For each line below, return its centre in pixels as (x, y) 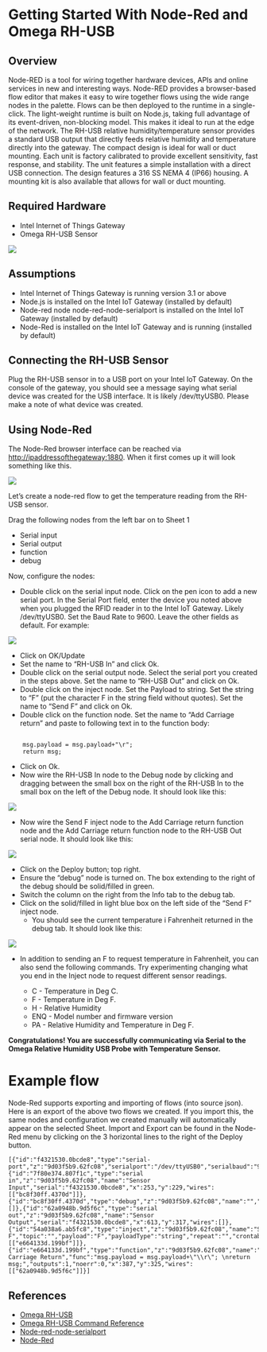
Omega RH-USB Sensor (59, 234)
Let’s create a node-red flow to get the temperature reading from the (120, 496)
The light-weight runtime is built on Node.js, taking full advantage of (139, 114)
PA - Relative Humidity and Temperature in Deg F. (113, 1025)
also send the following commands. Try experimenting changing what (134, 967)
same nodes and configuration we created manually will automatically (122, 1120)
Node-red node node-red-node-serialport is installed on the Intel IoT (132, 310)
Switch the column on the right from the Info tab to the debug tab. (128, 895)
